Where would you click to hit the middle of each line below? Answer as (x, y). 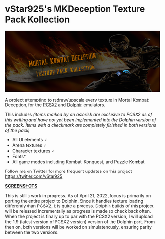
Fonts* (19, 157)
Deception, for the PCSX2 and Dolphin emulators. (55, 105)
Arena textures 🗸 (29, 145)
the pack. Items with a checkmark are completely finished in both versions (81, 125)
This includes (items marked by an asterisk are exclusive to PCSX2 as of (79, 115)
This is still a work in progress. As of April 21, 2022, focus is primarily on (78, 196)
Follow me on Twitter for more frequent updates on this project (69, 171)
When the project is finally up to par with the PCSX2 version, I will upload (79, 217)
